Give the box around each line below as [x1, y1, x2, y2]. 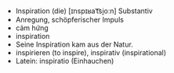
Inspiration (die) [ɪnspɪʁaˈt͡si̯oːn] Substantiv [15, 6, 153, 16]
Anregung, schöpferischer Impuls [15, 15, 124, 24]
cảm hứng [15, 23, 49, 33]
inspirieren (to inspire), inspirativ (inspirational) [15, 48, 167, 57]
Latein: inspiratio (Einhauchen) [15, 57, 114, 65]
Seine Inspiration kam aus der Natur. [15, 40, 133, 49]
